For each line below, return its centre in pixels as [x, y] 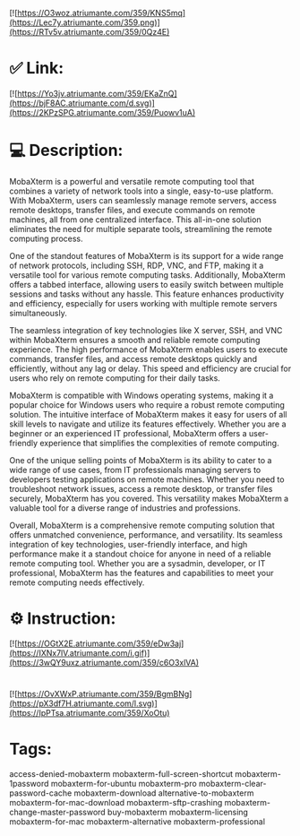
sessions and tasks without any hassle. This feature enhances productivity [147, 294]
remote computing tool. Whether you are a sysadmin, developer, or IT [137, 563]
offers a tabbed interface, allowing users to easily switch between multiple [146, 284]
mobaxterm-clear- [232, 783]
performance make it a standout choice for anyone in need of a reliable [140, 554]
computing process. [46, 238]
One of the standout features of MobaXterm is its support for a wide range [146, 255]
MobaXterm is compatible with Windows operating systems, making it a [141, 395]
